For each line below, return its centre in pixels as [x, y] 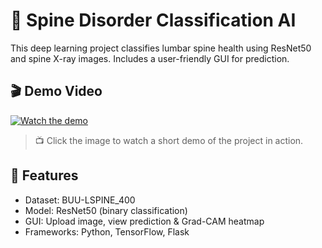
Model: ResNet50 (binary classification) [106, 210]
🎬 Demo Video [56, 91]
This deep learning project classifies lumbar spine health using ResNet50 [161, 48]
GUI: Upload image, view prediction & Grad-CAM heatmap [144, 221]
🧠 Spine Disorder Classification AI [153, 20]
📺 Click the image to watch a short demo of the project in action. [169, 140]
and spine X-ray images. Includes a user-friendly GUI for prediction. [150, 58]
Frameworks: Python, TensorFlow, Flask [107, 231]
